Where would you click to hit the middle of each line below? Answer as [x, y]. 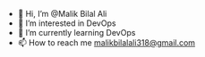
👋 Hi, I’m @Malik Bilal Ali [62, 14]
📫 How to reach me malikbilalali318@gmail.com [106, 43]
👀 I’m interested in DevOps [67, 23]
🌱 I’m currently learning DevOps [77, 33]
